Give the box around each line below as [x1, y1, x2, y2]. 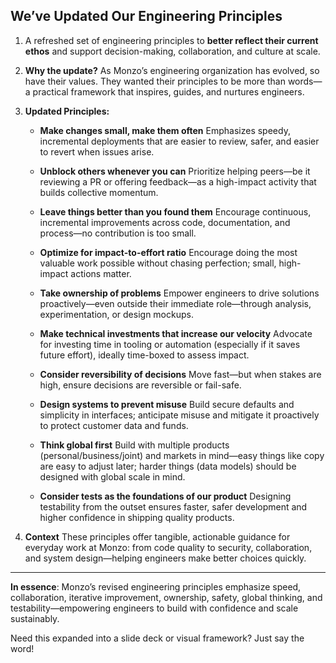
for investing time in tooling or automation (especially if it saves [39, 338, 301, 350]
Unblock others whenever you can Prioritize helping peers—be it [39, 165, 311, 177]
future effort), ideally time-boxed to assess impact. [39, 349, 250, 361]
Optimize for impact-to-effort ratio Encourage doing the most [39, 246, 298, 258]
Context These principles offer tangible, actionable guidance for [24, 530, 291, 543]
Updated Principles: [24, 105, 110, 117]
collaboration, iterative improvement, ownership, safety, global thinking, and [10, 591, 323, 603]
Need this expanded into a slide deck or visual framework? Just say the [10, 632, 305, 644]
